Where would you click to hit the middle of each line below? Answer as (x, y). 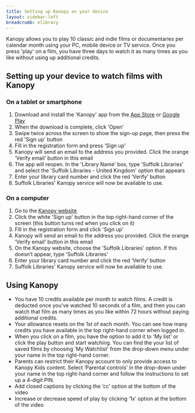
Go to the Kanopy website (46, 211)
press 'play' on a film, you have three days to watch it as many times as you (97, 51)
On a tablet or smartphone (44, 102)
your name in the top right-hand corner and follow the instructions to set (101, 374)
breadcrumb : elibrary (32, 22)
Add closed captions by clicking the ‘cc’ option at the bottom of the (95, 386)
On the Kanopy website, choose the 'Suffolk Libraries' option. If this (96, 248)
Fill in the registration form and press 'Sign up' (70, 146)
